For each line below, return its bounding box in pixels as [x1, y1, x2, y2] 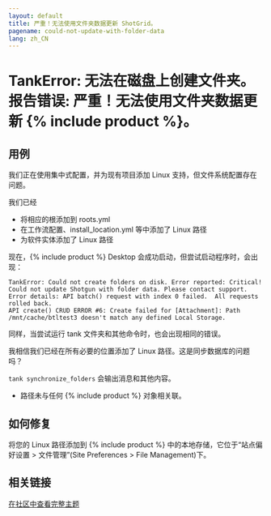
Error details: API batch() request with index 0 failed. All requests [8, 292, 259, 301]
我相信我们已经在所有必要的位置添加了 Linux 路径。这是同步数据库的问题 [8, 346, 251, 356]
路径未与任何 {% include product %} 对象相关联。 [19, 390, 186, 401]
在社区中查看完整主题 [8, 499, 79, 509]
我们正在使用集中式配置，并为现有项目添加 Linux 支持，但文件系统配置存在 [8, 170, 257, 180]
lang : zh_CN [8, 34, 49, 43]
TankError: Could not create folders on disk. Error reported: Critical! [8, 279, 263, 287]
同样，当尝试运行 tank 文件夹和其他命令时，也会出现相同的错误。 [8, 329, 226, 339]
